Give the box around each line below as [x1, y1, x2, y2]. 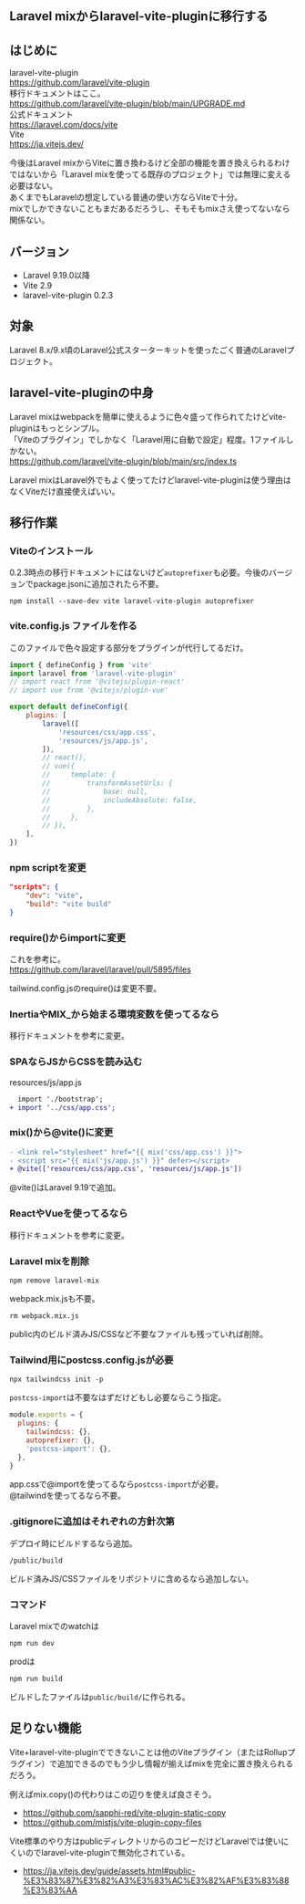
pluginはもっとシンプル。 [9, 423, 105, 434]
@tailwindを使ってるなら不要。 [9, 1491, 126, 1501]
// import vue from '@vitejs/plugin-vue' [9, 685, 169, 696]
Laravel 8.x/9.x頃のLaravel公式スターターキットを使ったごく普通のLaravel [9, 344, 287, 355]
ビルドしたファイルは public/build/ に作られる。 [9, 1691, 191, 1702]
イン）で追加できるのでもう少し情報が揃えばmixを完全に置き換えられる [25, 1758, 294, 1769]
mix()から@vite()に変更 [9, 1126, 114, 1139]
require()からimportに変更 [9, 931, 126, 944]
